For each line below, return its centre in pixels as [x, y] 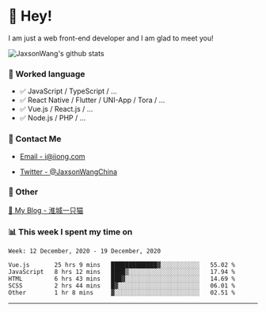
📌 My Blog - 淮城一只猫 [46, 210]
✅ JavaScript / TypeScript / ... [68, 91]
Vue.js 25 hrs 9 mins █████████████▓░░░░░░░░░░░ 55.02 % [122, 265]
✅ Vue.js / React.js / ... [56, 109]
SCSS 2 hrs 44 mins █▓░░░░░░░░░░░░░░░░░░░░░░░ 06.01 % [122, 286]
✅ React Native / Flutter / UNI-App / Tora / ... [92, 100]
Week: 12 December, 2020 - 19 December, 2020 [84, 251]
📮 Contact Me [35, 139]
